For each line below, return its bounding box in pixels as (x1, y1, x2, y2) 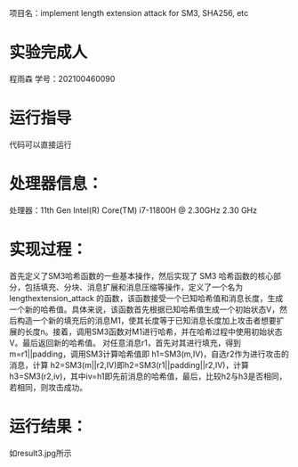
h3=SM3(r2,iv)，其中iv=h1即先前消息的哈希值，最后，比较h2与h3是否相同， (9, 371, 287, 381)
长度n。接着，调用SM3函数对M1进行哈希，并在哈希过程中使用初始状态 (24, 326, 283, 337)
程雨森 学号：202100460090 (9, 73, 116, 84)
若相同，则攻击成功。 (9, 381, 87, 392)
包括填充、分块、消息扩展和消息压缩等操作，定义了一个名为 (24, 282, 243, 292)
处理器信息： (9, 174, 104, 194)
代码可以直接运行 (9, 139, 72, 150)
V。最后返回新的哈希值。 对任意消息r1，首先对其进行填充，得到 (9, 337, 242, 348)
